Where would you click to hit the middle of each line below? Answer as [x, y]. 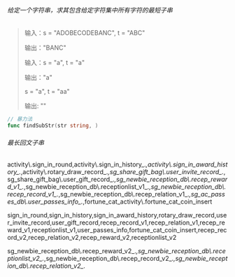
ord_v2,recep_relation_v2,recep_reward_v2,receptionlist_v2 [92, 238]
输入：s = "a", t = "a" [55, 63]
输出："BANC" [45, 48]
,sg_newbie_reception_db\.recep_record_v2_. [109, 259]
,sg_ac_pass [207, 194]
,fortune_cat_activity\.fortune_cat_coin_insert [148, 201]
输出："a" [38, 78]
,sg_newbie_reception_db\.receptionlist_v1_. [86, 187]
